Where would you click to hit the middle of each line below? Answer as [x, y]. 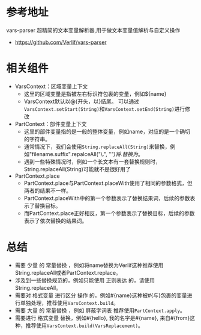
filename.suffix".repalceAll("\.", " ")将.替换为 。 [88, 154]
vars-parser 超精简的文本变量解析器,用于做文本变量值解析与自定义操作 [93, 30]
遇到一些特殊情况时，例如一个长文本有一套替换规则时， [92, 161]
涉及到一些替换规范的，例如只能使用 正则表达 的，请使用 [85, 280]
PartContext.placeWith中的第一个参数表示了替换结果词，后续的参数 [107, 198]
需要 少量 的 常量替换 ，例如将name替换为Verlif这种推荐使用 [89, 265]
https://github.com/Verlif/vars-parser [61, 42]
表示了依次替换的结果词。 [55, 221]
